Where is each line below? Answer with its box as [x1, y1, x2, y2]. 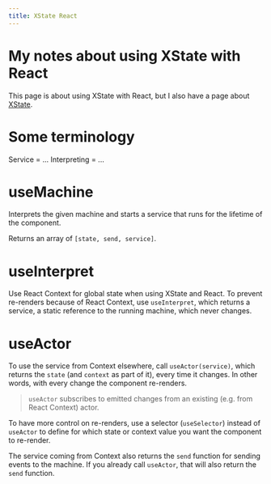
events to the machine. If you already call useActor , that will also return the [8, 460, 257, 469]
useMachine [8, 183, 94, 201]
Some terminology [8, 127, 135, 146]
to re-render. [8, 435, 51, 445]
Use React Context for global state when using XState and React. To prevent [8, 289, 263, 299]
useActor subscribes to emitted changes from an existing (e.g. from [28, 394, 253, 404]
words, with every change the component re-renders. [8, 378, 188, 388]
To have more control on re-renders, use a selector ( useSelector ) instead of [8, 418, 261, 428]
